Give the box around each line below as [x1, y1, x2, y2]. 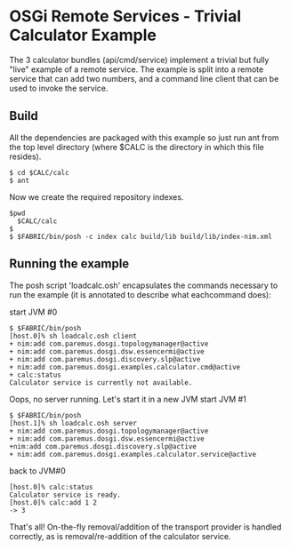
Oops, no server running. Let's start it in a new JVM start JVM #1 [9, 394, 246, 404]
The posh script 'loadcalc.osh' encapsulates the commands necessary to [9, 280, 278, 291]
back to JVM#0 [9, 465, 66, 476]
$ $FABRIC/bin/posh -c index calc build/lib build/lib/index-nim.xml [9, 232, 273, 241]
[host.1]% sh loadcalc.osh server [9, 418, 138, 427]
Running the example [9, 256, 130, 272]
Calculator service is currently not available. [9, 378, 193, 387]
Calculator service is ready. [9, 490, 122, 499]
